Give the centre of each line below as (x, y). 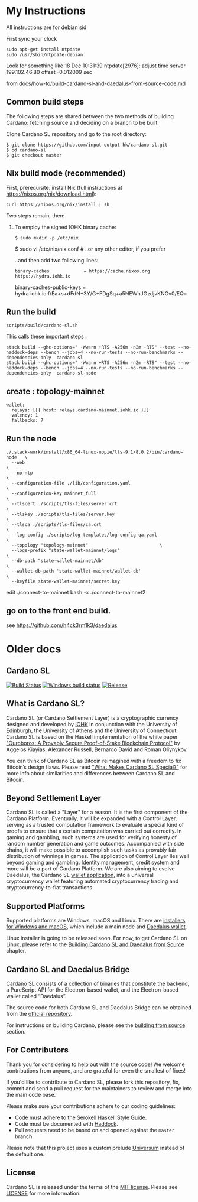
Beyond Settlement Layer (54, 798)
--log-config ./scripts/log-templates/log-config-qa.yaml (85, 535)
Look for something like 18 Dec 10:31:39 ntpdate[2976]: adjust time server (96, 66)
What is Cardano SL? (45, 704)
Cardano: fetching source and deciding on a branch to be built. (83, 122)
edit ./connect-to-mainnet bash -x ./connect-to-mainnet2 (76, 592)
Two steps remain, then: (35, 215)
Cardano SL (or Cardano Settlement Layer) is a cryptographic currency (92, 718)
